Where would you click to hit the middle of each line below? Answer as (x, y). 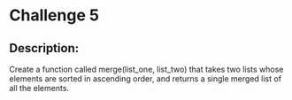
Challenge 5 (54, 15)
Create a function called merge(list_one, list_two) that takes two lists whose (146, 69)
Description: (44, 48)
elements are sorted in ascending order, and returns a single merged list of (145, 79)
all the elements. (39, 88)
